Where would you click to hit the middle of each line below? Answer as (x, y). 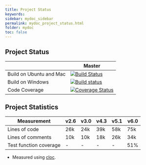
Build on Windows (28, 82)
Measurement (34, 121)
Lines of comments (30, 137)
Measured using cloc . (34, 157)
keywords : (15, 14)
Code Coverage (26, 90)
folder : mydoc (20, 28)
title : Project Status (28, 10)
